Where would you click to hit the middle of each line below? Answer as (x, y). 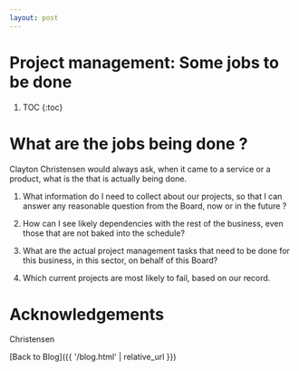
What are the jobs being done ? (129, 144)
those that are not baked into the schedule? (104, 233)
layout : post (34, 18)
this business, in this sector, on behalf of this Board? (120, 260)
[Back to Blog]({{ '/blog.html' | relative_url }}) (93, 357)
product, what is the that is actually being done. (98, 179)
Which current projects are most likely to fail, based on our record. (146, 278)
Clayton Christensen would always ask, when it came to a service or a (140, 169)
